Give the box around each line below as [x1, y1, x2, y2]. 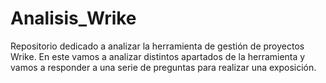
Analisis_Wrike [10, 7, 137, 30]
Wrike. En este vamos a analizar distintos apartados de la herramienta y [10, 50, 306, 62]
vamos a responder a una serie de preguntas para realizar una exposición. [10, 61, 317, 73]
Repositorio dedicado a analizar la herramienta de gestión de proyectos [10, 40, 305, 52]
